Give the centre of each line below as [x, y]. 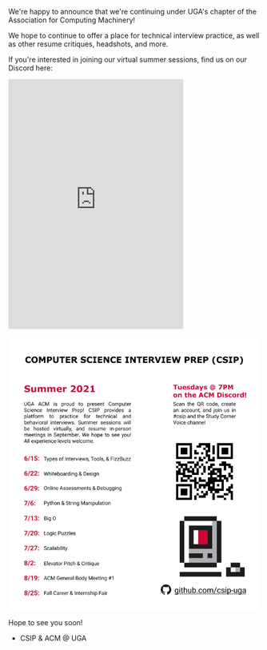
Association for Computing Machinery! [72, 20]
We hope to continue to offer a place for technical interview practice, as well [134, 36]
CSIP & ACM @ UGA [53, 638]
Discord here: [31, 68]
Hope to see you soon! [46, 622]
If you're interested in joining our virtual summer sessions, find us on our [128, 60]
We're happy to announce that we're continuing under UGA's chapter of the [133, 12]
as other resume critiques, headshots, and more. [88, 44]
